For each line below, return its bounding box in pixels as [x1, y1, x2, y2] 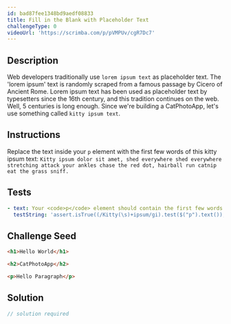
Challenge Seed [7, 230, 77, 242]
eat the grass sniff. [7, 167, 69, 175]
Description [7, 54, 58, 66]
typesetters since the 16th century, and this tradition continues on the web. [7, 95, 219, 103]
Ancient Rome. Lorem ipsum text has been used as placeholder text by [7, 87, 208, 96]
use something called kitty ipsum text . [7, 109, 121, 117]
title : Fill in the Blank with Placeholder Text [7, 16, 149, 23]
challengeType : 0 [7, 23, 57, 30]
